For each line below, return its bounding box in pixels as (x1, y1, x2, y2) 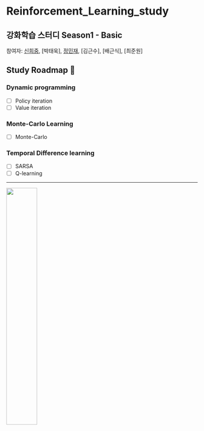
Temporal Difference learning (6, 149, 95, 157)
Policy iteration (15, 97, 53, 104)
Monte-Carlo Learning (6, 120, 74, 128)
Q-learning (15, 169, 42, 177)
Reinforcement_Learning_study (6, 4, 169, 18)
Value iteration (15, 104, 52, 111)
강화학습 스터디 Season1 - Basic (6, 30, 123, 40)
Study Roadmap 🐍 (6, 65, 75, 75)
